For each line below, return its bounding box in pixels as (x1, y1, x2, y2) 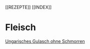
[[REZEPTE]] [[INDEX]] (5, 4, 52, 10)
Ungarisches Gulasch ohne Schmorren (5, 38, 85, 44)
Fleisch (5, 22, 36, 33)
